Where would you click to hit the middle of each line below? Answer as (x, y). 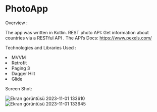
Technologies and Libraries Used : (41, 47)
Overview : (16, 23)
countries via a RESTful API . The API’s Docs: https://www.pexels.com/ (78, 38)
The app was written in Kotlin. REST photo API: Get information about (77, 32)
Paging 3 (21, 68)
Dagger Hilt (23, 73)
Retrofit (19, 63)
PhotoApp (27, 9)
